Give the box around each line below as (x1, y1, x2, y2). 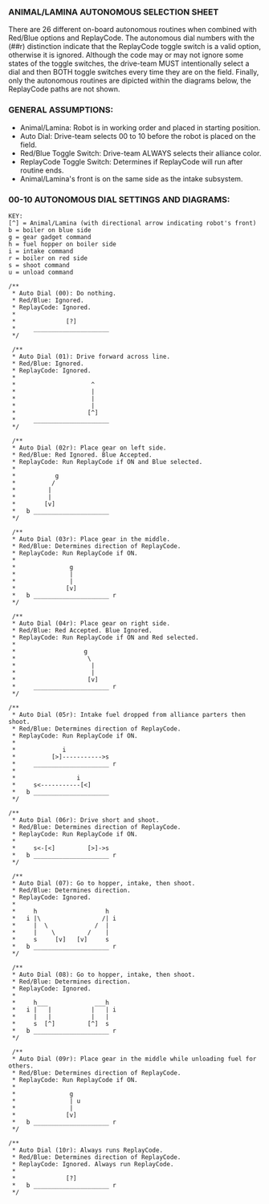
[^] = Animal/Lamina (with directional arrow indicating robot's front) (8, 219, 257, 227)
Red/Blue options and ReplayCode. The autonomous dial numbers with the (8, 33, 255, 43)
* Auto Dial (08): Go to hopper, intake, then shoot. (11, 970, 196, 978)
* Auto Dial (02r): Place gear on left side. (11, 444, 167, 452)
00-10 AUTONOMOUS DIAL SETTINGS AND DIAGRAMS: (8, 193, 230, 205)
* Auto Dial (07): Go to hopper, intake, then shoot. (11, 879, 196, 887)
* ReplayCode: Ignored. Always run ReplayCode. (11, 1160, 174, 1168)
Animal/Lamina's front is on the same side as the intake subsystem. (19, 173, 243, 183)
